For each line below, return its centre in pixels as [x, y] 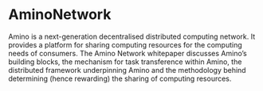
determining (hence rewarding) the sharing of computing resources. [120, 78]
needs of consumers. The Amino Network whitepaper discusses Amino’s [128, 53]
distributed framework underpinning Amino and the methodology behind [127, 70]
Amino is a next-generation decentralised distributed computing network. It [132, 36]
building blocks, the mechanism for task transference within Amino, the [125, 62]
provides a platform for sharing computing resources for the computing [125, 44]
